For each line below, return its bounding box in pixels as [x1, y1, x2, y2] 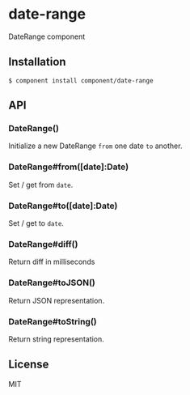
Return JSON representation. [8, 295, 105, 305]
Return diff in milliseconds [8, 257, 95, 267]
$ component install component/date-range [8, 76, 154, 85]
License [8, 358, 49, 372]
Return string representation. [8, 333, 105, 344]
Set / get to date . [8, 219, 65, 228]
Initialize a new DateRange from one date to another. [8, 141, 183, 151]
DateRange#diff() [8, 238, 78, 249]
